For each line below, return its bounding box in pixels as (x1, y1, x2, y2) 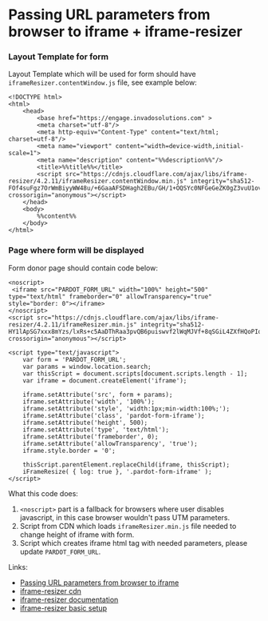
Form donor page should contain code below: (8, 262, 158, 273)
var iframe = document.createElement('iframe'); (22, 376, 187, 385)
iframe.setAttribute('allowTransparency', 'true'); (22, 439, 198, 447)
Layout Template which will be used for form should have (8, 70, 197, 79)
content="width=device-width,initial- (115, 142, 245, 150)
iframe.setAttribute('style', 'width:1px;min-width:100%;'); (22, 404, 230, 413)
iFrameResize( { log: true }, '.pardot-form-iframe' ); (22, 467, 213, 475)
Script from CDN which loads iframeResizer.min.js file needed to (19, 521, 237, 531)
